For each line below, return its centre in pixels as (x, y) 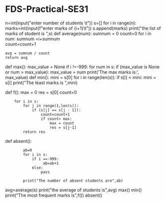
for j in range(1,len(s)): (51, 105)
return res (34, 132)
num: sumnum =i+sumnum (33, 39)
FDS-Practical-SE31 (47, 9)
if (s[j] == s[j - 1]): (56, 110)
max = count (62, 123)
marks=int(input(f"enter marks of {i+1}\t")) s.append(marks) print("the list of (83, 28)
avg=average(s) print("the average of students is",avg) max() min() (74, 190)
